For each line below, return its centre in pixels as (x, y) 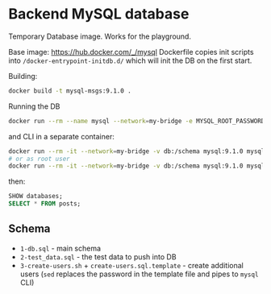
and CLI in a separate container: (61, 136)
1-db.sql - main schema (60, 248)
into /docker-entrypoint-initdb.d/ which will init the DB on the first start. (130, 60)
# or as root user (39, 159)
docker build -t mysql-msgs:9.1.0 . (70, 91)
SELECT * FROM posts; (45, 204)
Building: (23, 76)
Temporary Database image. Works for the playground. (100, 36)
